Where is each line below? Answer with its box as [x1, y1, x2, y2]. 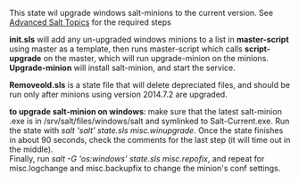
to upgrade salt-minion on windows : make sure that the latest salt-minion [9, 107, 283, 116]
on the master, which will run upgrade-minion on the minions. [43, 53, 270, 63]
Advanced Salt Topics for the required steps [9, 17, 171, 28]
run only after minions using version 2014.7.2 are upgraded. [9, 89, 228, 99]
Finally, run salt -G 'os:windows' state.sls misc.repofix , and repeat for [9, 154, 265, 163]
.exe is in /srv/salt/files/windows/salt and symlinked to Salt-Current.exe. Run [9, 115, 290, 126]
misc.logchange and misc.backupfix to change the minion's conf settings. [9, 163, 281, 173]
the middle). [9, 144, 54, 154]
